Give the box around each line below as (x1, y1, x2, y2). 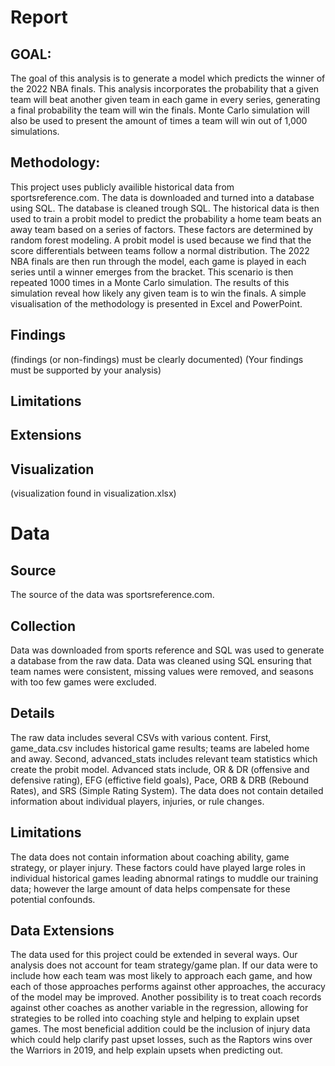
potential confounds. (10, 893, 96, 905)
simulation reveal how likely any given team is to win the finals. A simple (10, 287, 307, 299)
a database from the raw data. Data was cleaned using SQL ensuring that (10, 655, 312, 667)
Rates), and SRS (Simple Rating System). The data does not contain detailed (10, 784, 324, 796)
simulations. (10, 126, 60, 137)
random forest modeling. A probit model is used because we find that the (10, 234, 312, 246)
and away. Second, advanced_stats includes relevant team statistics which (10, 752, 318, 765)
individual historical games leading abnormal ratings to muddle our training (10, 872, 319, 884)
